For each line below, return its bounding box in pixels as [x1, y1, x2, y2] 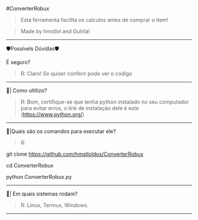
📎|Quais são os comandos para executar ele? [6, 128, 116, 135]
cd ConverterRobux [6, 162, 54, 169]
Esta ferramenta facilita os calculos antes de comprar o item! [20, 16, 169, 23]
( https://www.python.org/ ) [20, 111, 84, 118]
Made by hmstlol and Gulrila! [20, 28, 90, 35]
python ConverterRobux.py [6, 174, 72, 180]
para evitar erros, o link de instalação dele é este [20, 105, 140, 111]
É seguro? [6, 59, 31, 65]
